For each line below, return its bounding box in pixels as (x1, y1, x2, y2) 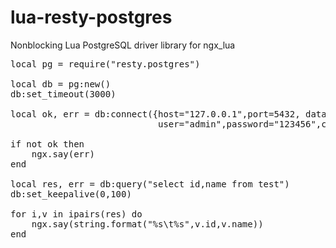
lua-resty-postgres (10, 6, 173, 29)
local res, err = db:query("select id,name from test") (10, 178, 290, 190)
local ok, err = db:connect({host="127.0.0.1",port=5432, (10, 108, 301, 120)
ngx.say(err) (31, 148, 95, 160)
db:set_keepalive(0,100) (10, 188, 132, 200)
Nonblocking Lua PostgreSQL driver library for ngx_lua (10, 39, 236, 51)
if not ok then (10, 138, 85, 150)
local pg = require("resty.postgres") (10, 58, 201, 70)
